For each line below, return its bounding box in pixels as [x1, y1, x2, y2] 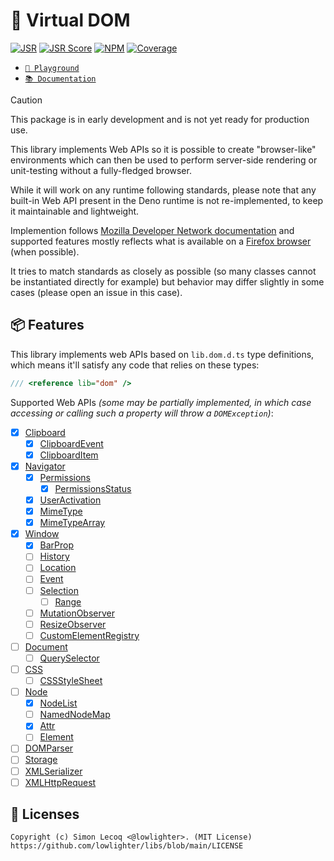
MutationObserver [39, 607, 115, 619]
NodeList [39, 697, 78, 709]
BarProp [39, 539, 75, 551]
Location [39, 562, 77, 574]
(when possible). [10, 245, 80, 258]
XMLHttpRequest [24, 776, 97, 788]
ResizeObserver [39, 618, 107, 630]
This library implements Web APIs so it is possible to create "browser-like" [10, 143, 317, 155]
